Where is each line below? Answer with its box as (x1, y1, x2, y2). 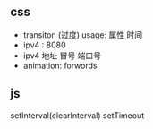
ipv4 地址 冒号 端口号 (22, 50, 102, 61)
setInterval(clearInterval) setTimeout (10, 109, 145, 121)
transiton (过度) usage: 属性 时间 (22, 29, 142, 40)
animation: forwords (22, 60, 98, 71)
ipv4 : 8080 (22, 39, 66, 50)
